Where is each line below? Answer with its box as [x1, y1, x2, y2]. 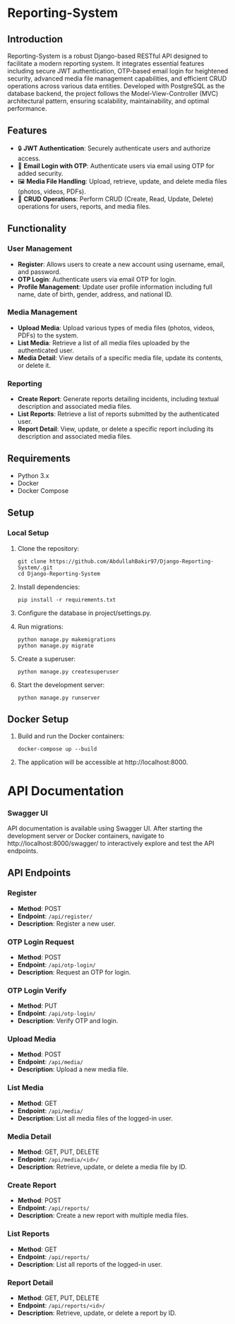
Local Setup [7, 528, 49, 538]
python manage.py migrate [17, 642, 94, 649]
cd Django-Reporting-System [17, 570, 100, 577]
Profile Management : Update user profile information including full [17, 282, 213, 291]
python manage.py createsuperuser [17, 668, 119, 675]
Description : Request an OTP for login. [17, 967, 131, 976]
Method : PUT [17, 1001, 58, 1010]
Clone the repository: [17, 544, 80, 552]
